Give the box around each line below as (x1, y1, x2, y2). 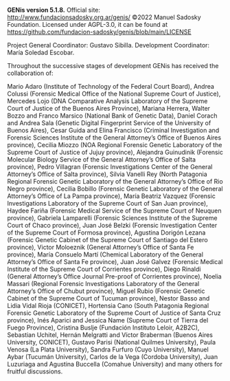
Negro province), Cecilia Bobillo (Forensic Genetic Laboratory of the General (7, 185, 223, 193)
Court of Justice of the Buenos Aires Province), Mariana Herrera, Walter (7, 105, 211, 112)
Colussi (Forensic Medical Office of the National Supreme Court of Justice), (7, 89, 221, 98)
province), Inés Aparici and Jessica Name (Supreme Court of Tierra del (7, 316, 209, 324)
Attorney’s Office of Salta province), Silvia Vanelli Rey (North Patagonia (7, 170, 207, 178)
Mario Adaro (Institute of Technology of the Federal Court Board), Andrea (7, 83, 215, 90)
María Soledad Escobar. (7, 48, 75, 56)
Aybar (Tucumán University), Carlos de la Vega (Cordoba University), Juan (7, 353, 218, 360)
